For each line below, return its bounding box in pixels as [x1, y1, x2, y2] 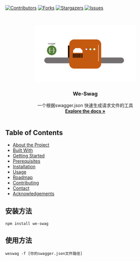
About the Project [12, 142, 50, 148]
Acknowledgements [12, 191, 55, 197]
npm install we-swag [5, 221, 49, 226]
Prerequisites [12, 158, 41, 164]
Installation [12, 164, 36, 170]
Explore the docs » [65, 108, 106, 114]
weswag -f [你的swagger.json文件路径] [5, 251, 83, 256]
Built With [12, 147, 33, 153]
